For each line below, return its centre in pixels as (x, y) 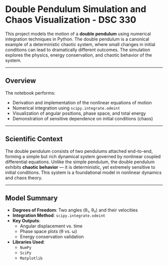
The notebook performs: (30, 93)
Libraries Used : (28, 242)
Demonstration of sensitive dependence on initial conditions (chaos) (83, 118)
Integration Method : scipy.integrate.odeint (59, 215)
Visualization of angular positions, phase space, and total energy (79, 113)
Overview (21, 81)
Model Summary (31, 198)
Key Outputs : (26, 221)
